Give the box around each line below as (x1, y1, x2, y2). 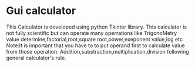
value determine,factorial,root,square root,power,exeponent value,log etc (6, 36, 183, 43)
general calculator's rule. (6, 54, 66, 61)
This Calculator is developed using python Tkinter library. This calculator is (6, 23, 187, 30)
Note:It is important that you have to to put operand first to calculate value (6, 42, 185, 49)
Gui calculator (6, 4, 76, 17)
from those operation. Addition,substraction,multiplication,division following (6, 48, 189, 55)
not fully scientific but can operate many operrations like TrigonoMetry (6, 29, 177, 36)
